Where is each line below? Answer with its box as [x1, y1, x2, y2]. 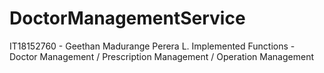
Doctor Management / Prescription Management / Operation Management [9, 50, 314, 62]
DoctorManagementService [9, 7, 246, 30]
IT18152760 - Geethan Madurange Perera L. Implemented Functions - [9, 40, 296, 52]
